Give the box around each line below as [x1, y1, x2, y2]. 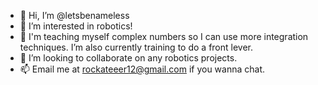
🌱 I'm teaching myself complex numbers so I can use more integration [19, 31, 309, 42]
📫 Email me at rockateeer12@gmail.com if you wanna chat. [19, 63, 266, 75]
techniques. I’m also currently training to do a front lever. [19, 41, 253, 53]
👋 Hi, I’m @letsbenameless [19, 10, 130, 21]
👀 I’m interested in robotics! [19, 20, 133, 32]
